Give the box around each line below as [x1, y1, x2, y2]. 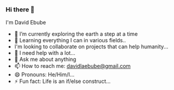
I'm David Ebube [5, 19, 46, 26]
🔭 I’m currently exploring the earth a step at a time [14, 30, 138, 38]
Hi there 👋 [5, 5, 35, 14]
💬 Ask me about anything [14, 56, 77, 63]
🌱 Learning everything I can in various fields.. [14, 37, 126, 44]
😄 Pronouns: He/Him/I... [14, 71, 75, 78]
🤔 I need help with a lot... [14, 49, 75, 57]
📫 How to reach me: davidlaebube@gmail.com [14, 63, 131, 70]
